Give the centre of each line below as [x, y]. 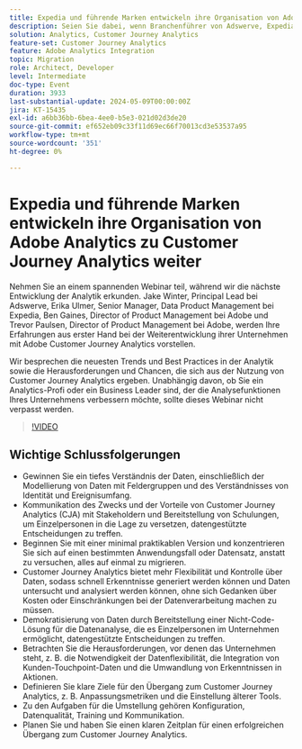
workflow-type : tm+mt [50, 135]
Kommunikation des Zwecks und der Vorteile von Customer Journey [149, 505]
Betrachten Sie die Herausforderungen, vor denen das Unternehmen [149, 648]
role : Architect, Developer [62, 68]
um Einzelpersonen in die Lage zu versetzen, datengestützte [134, 524]
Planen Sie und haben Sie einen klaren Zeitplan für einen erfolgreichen [153, 725]
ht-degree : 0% [36, 151]
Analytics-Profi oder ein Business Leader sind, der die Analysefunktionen [145, 390]
